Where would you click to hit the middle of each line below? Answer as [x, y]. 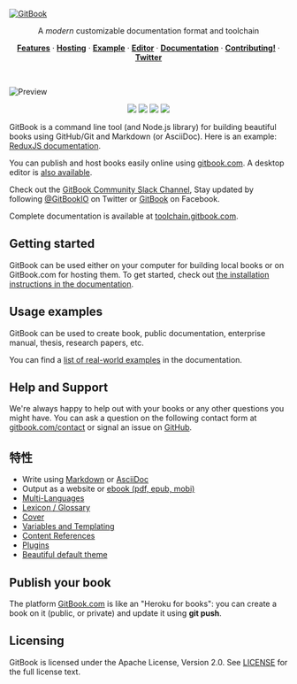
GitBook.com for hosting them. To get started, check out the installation [139, 274]
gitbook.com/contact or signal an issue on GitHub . [101, 427]
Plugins [36, 545]
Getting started [52, 244]
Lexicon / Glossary [56, 508]
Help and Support [59, 388]
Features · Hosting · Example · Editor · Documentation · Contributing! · [148, 48]
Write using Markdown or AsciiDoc [85, 480]
